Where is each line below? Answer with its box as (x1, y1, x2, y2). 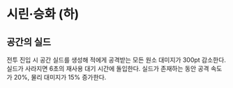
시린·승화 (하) (6, 6, 80, 22)
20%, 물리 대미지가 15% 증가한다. (13, 73, 107, 81)
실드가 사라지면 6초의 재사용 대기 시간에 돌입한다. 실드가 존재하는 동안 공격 (6, 64, 210, 73)
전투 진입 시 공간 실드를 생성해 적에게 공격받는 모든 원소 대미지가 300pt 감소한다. (6, 56, 226, 64)
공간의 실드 (6, 36, 52, 48)
